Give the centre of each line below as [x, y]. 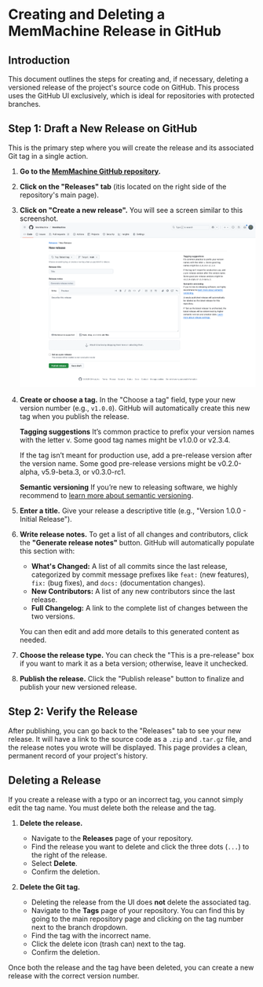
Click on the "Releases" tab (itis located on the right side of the [123, 186]
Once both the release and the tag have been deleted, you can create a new [131, 967]
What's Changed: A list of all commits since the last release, [129, 566]
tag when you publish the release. [74, 416]
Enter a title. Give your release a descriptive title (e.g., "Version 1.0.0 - [133, 510]
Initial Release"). [46, 519]
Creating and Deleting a [87, 15]
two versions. [53, 616]
